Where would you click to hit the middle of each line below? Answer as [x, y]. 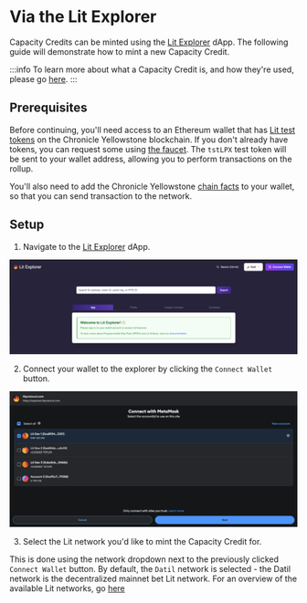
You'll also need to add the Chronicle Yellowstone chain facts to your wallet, [152, 186]
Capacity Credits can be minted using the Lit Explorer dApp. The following [149, 42]
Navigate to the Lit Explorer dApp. [86, 246]
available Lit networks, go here [67, 588]
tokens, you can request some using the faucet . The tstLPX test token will [148, 149]
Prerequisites [48, 108]
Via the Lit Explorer [83, 17]
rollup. [21, 168]
